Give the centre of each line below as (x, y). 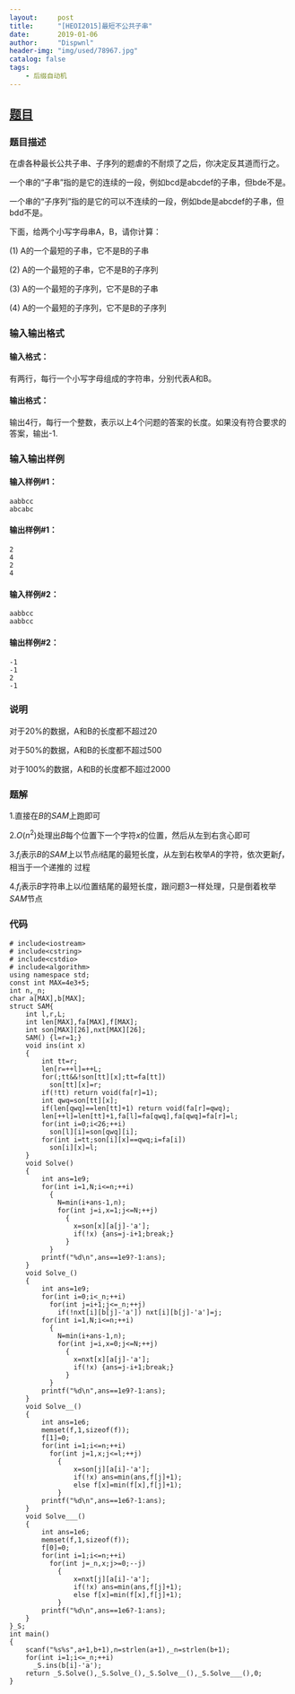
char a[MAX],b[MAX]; (48, 998)
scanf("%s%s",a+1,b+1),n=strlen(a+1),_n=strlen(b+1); (128, 1650)
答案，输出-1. (34, 433)
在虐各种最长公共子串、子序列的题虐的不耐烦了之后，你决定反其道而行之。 (147, 163)
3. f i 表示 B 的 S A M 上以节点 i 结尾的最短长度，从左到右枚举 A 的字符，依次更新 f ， (149, 855)
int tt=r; (60, 1061)
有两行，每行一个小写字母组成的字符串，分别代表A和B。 (113, 378)
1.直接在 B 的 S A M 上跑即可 (55, 816)
